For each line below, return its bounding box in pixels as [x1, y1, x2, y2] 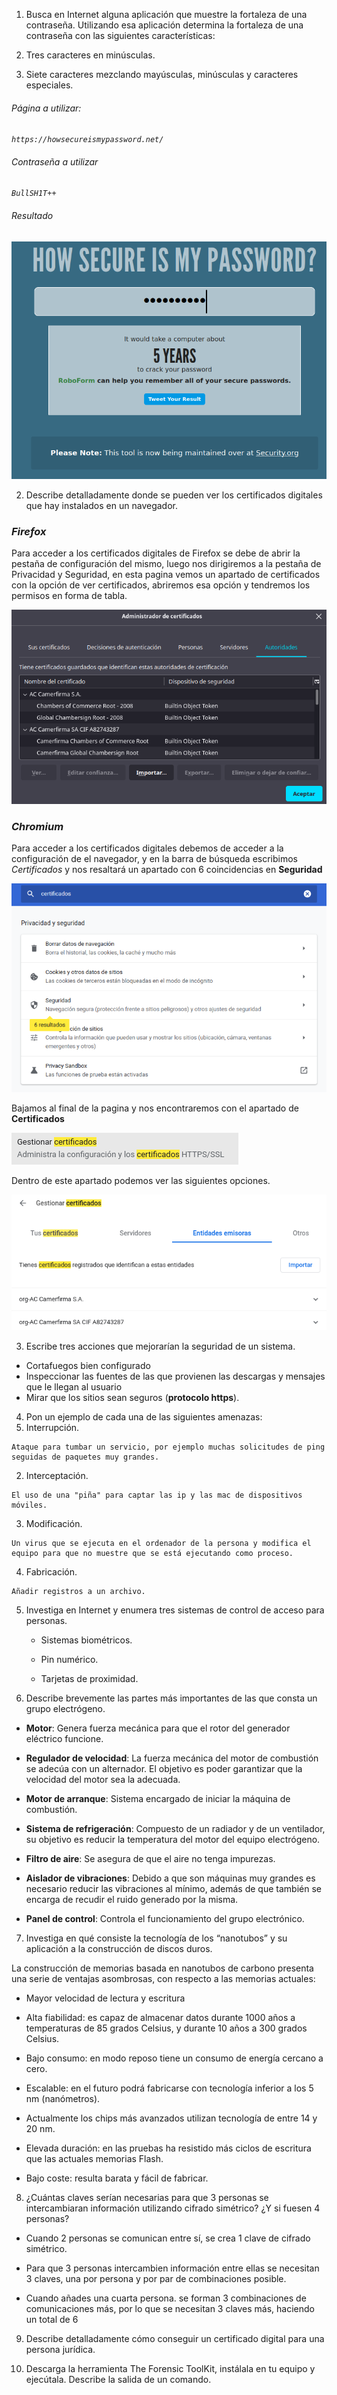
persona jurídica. [25, 2344, 96, 2356]
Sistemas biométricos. [40, 1634, 133, 1646]
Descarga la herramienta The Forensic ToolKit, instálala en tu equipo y [25, 2363, 316, 2375]
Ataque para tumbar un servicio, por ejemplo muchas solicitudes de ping [11, 1442, 326, 1453]
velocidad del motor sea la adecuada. [25, 1774, 181, 1786]
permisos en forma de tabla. [11, 590, 128, 602]
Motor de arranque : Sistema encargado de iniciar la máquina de [25, 1793, 291, 1805]
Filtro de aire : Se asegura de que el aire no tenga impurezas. [25, 1853, 276, 1865]
